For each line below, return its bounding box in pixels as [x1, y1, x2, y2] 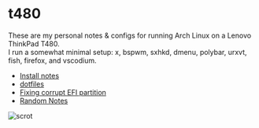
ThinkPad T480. [8, 38, 61, 48]
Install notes [19, 71, 60, 80]
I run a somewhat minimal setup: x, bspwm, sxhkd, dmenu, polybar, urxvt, [8, 47, 247, 57]
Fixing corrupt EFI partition [19, 87, 106, 97]
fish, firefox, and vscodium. [8, 56, 97, 65]
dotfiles [19, 79, 45, 89]
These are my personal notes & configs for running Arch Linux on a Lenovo [8, 31, 252, 40]
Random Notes [19, 96, 68, 105]
